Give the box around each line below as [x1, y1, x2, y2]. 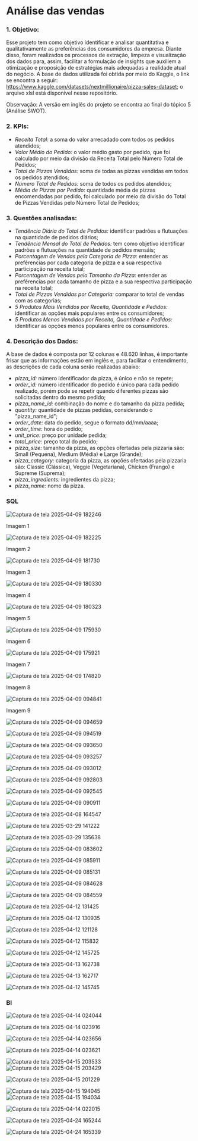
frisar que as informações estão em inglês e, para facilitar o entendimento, [6, 357, 189, 364]
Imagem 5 [6, 614, 31, 621]
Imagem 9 [6, 707, 31, 714]
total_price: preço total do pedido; [14, 438, 98, 445]
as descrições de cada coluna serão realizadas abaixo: [6, 363, 140, 370]
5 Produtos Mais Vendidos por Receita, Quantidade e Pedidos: [14, 304, 168, 311]
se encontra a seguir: [6, 77, 58, 84]
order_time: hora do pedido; [14, 426, 83, 433]
